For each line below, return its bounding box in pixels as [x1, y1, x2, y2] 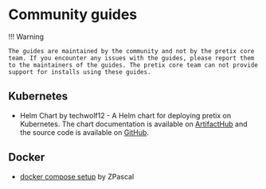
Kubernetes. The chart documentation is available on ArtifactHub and [19, 119, 248, 129]
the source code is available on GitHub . [19, 127, 150, 137]
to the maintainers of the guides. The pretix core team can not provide [8, 61, 259, 69]
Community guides [8, 6, 138, 24]
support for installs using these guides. [8, 67, 151, 76]
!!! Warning [8, 32, 44, 41]
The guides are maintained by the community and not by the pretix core [8, 47, 255, 55]
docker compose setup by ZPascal [19, 172, 135, 181]
